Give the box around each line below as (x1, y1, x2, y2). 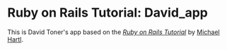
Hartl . (7, 35, 23, 43)
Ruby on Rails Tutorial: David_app (7, 5, 209, 21)
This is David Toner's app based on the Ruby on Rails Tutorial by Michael (7, 28, 221, 36)
